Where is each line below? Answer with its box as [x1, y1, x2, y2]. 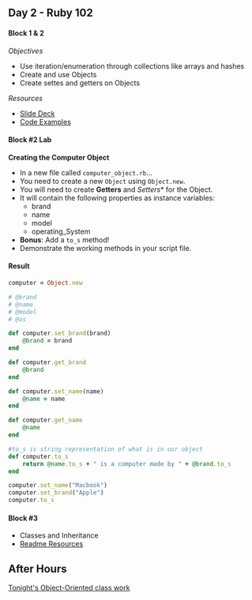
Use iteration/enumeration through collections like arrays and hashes [19, 61, 245, 70]
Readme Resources [19, 539, 84, 549]
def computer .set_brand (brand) [8, 329, 111, 338]
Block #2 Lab [8, 135, 52, 144]
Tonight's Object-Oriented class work [8, 583, 130, 593]
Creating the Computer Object [8, 152, 110, 162]
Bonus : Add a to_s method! [19, 234, 110, 244]
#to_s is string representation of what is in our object [8, 445, 203, 453]
